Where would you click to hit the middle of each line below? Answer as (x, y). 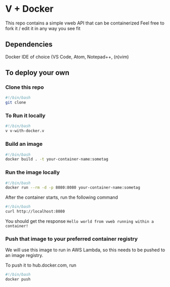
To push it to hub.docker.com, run (41, 265)
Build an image (24, 144)
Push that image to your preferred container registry (71, 239)
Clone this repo (25, 87)
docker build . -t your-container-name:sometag (57, 159)
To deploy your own (38, 73)
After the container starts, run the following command (62, 197)
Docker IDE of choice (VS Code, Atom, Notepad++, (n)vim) (67, 57)
